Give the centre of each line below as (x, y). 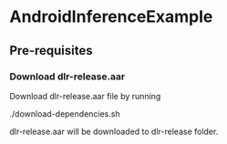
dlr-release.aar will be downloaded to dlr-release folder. (114, 131)
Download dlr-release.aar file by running (85, 96)
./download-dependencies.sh (65, 113)
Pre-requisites (51, 51)
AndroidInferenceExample (111, 17)
